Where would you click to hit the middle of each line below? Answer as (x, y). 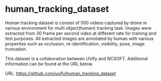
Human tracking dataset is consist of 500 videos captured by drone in (76, 23)
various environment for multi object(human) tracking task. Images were (78, 28)
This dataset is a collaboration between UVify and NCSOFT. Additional (76, 58)
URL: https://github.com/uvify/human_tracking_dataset (61, 73)
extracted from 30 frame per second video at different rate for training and (81, 33)
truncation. (16, 49)
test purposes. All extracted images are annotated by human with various (79, 39)
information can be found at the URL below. (49, 64)
